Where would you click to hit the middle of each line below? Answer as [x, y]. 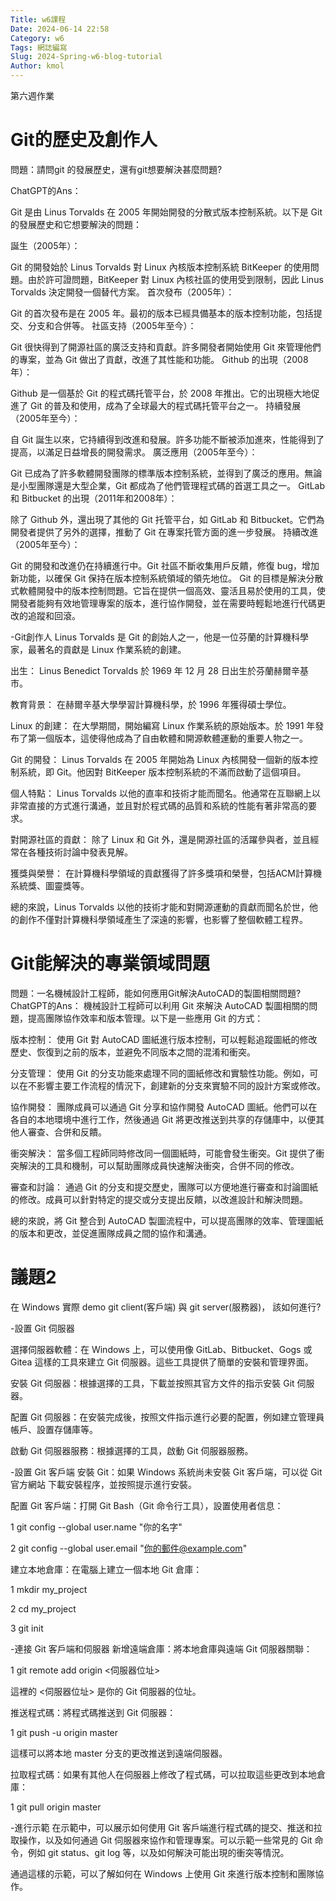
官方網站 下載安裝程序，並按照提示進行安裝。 [103, 1484]
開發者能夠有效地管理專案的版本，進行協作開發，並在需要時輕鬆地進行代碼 [163, 603]
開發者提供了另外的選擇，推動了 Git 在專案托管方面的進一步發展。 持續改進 [164, 532]
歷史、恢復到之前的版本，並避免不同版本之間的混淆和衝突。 [133, 1052]
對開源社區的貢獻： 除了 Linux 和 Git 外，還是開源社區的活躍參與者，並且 [160, 839]
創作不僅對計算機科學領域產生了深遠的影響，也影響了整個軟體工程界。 [163, 919]
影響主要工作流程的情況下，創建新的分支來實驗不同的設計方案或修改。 [181, 1085]
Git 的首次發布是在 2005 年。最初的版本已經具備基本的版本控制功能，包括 [162, 313]
